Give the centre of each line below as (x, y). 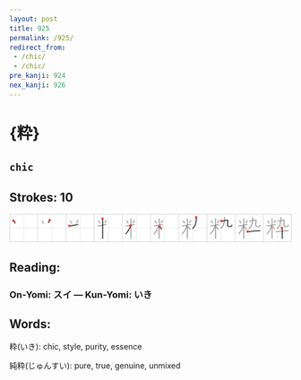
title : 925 (30, 28)
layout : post (34, 19)
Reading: (35, 268)
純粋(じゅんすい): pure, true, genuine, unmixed (95, 366)
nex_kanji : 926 (38, 85)
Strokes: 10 (41, 197)
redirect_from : (38, 47)
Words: (30, 324)
